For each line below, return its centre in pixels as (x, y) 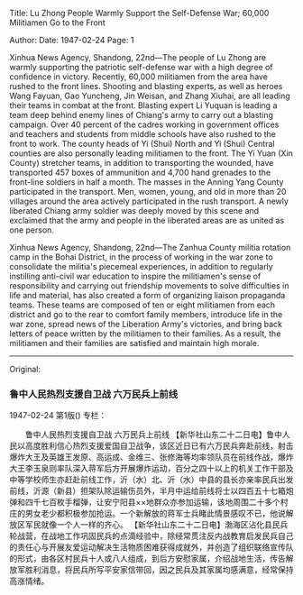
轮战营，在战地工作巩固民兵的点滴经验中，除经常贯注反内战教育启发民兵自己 (151, 536)
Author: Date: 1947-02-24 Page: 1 (72, 40)
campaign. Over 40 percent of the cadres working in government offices (144, 124)
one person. (32, 230)
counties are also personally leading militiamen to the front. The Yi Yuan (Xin (151, 153)
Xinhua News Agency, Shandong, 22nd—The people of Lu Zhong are (138, 57)
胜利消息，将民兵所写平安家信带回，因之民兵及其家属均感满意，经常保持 (159, 570)
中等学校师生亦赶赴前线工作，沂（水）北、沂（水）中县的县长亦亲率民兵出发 (151, 480)
